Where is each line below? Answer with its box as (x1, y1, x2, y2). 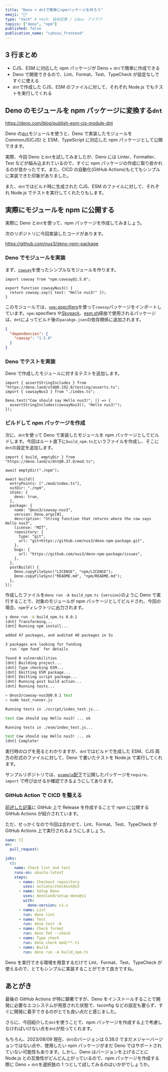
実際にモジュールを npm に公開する (5, 206, 114, 215)
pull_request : (10, 847, 39, 852)
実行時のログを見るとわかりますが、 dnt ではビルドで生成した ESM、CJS (5, 748, 154, 754)
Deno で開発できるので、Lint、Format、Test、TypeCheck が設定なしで (12, 71, 159, 77)
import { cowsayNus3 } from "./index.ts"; (5, 389, 95, 394)
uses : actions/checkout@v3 (23, 884, 80, 889)
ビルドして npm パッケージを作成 (5, 419, 86, 426)
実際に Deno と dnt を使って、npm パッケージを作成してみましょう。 (5, 220, 145, 226)
